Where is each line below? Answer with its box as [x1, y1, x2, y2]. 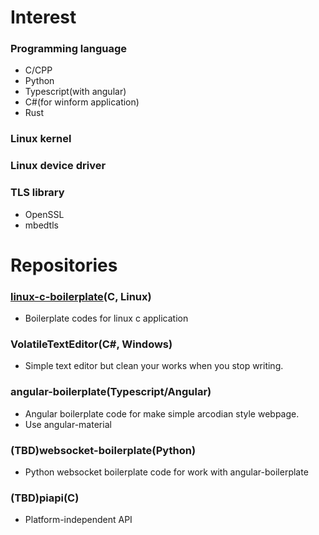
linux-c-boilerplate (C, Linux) [10, 289, 152, 303]
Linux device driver [10, 159, 107, 173]
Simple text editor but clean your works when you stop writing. [24, 360, 284, 372]
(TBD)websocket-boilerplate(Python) [10, 443, 197, 457]
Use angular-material [24, 418, 112, 430]
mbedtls [24, 219, 59, 231]
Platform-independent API [24, 514, 133, 526]
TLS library [10, 186, 65, 200]
